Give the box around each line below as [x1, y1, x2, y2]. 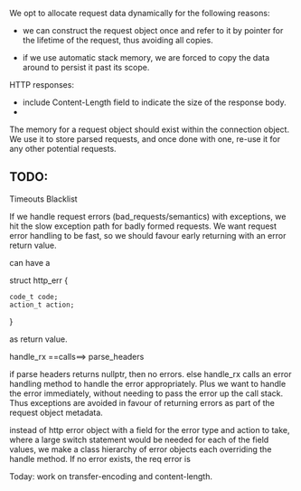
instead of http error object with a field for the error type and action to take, [9, 424, 290, 435]
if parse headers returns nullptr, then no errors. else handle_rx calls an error [9, 368, 292, 379]
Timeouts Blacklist [9, 194, 79, 204]
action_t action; [9, 300, 75, 309]
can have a [9, 257, 51, 268]
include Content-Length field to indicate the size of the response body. [22, 97, 287, 108]
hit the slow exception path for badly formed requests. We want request [9, 221, 277, 231]
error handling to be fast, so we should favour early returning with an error [9, 230, 287, 241]
